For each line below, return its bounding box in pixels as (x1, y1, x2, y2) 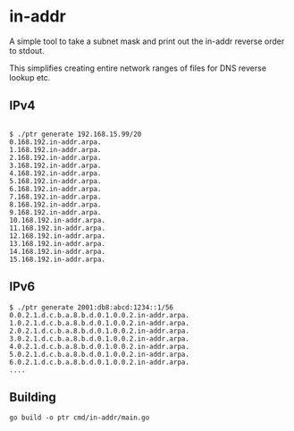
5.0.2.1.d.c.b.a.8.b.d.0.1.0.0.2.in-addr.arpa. (9, 350, 190, 359)
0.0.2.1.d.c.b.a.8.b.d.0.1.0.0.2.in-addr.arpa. (9, 310, 190, 319)
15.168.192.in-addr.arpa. (9, 255, 105, 264)
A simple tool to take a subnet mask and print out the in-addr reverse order (9, 36, 285, 46)
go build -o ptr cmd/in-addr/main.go (9, 413, 150, 422)
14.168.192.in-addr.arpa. (9, 247, 105, 256)
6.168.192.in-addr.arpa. (9, 184, 102, 193)
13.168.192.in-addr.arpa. (9, 239, 105, 248)
